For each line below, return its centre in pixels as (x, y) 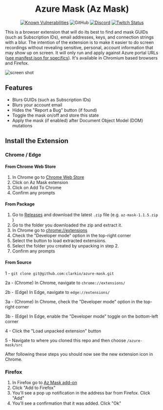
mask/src (14, 345)
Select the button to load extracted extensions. (59, 241)
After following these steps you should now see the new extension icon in (79, 354)
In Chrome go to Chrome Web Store (48, 177)
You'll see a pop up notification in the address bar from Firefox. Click (81, 393)
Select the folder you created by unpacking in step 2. (65, 246)
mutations (22, 125)
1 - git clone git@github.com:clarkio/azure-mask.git (60, 273)
